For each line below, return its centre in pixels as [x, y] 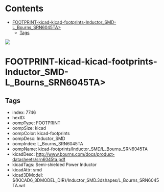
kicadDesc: [23, 154]
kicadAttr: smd [27, 169]
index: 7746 [24, 112]
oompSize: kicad [29, 128]
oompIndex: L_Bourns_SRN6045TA [47, 143]
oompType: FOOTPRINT [36, 123]
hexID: [19, 117]
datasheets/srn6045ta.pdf [39, 159]
